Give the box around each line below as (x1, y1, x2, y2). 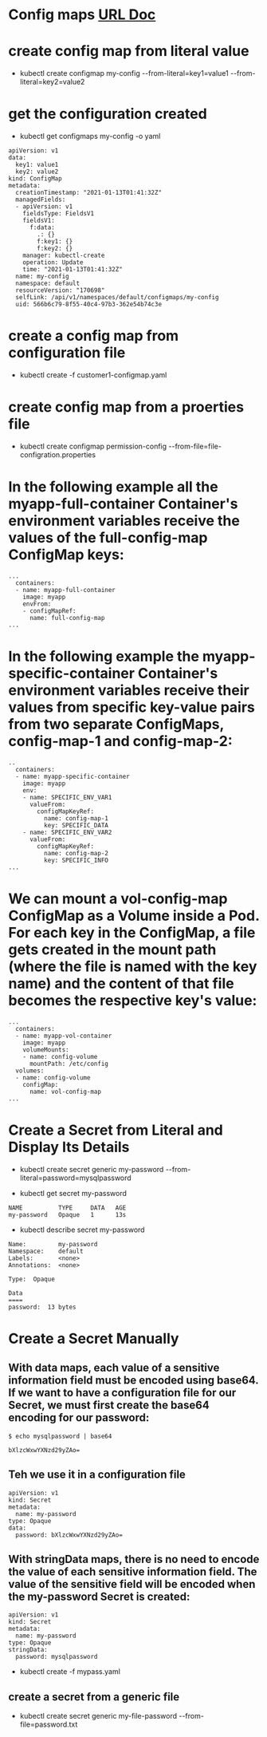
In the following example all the (8, 478, 218, 496)
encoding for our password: (8, 1411, 150, 1425)
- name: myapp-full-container (15, 586, 116, 594)
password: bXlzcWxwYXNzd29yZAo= (15, 1530, 124, 1539)
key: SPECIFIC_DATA (43, 821, 109, 829)
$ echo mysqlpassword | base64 (8, 1432, 112, 1440)
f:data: (29, 223, 56, 232)
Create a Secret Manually (8, 1329, 179, 1348)
